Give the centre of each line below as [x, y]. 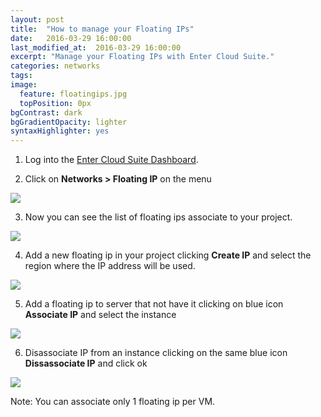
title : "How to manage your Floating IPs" [102, 29]
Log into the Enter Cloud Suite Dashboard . [111, 160]
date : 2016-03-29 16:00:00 [71, 38]
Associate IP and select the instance [100, 315]
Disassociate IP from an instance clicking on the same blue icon [156, 353]
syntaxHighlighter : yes [60, 131]
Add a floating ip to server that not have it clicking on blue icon [154, 304]
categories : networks [55, 66]
